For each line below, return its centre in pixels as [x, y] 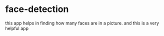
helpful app [17, 28]
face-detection [37, 9]
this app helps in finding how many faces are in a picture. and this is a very [82, 23]
